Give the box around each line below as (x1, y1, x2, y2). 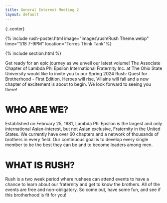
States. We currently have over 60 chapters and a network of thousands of (5, 131, 159, 137)
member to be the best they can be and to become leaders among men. (5, 142, 153, 148)
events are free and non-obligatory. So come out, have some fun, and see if (5, 187, 161, 193)
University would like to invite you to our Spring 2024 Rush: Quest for (5, 70, 148, 76)
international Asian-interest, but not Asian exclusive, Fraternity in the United (5, 126, 161, 132)
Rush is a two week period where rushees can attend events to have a (5, 176, 150, 182)
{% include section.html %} (5, 50, 62, 56)
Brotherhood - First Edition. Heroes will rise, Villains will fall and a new (5, 76, 149, 82)
